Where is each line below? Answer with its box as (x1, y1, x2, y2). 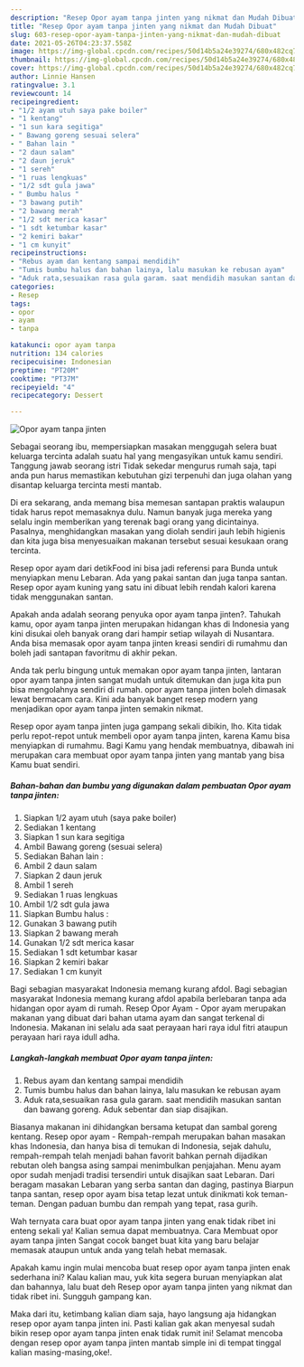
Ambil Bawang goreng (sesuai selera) (23, 842, 163, 853)
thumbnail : (10, 55, 51, 64)
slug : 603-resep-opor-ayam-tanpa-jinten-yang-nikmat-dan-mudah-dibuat (10, 30, 281, 39)
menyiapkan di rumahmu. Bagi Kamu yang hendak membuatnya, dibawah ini (10, 740, 295, 751)
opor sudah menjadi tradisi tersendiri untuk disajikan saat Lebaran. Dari (10, 1170, 275, 1181)
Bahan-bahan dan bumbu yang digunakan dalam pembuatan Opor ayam (10, 779, 291, 791)
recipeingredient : (10, 97, 79, 107)
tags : (10, 299, 31, 308)
